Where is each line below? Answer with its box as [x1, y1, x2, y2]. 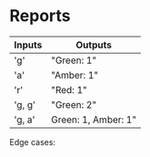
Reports [9, 5, 71, 26]
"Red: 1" [51, 83, 88, 96]
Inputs [14, 38, 43, 51]
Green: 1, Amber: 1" [51, 113, 137, 126]
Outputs [75, 38, 112, 51]
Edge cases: [9, 136, 56, 147]
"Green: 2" [51, 98, 97, 110]
